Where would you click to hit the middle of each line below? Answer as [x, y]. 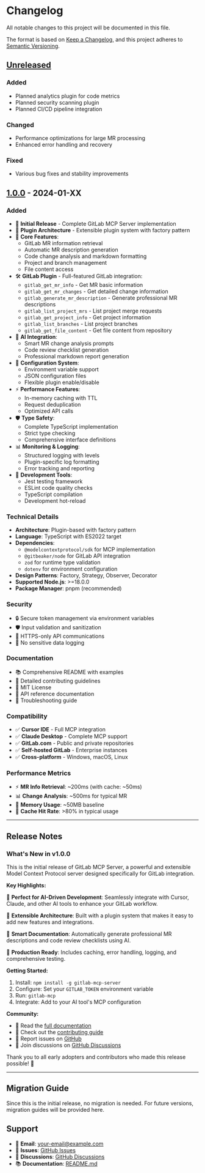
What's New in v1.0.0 [38, 854]
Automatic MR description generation [71, 250]
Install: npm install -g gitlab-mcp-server [68, 983]
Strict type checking [50, 433]
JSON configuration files [55, 376]
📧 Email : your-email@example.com [59, 1144]
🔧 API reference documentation [55, 694]
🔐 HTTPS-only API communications [60, 636]
